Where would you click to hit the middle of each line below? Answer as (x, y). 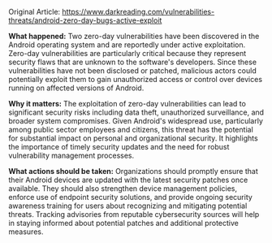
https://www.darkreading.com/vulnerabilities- (138, 12)
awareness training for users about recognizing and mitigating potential (128, 206)
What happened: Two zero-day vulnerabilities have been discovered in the (134, 36)
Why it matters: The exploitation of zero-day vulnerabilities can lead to (127, 104)
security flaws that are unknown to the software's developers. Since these (133, 62)
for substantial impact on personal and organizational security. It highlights (133, 138)
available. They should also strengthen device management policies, (123, 189)
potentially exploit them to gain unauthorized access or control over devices (135, 79)
